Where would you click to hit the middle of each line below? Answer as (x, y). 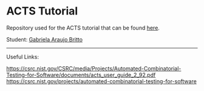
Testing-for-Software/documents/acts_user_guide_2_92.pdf (81, 75)
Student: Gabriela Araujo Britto (45, 39)
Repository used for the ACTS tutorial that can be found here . (83, 28)
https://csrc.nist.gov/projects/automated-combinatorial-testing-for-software (102, 81)
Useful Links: (23, 57)
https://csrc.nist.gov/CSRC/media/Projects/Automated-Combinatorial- (94, 68)
